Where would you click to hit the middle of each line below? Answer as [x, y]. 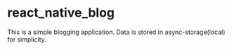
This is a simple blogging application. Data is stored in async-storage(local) [116, 32]
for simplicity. [27, 39]
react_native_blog [61, 13]
